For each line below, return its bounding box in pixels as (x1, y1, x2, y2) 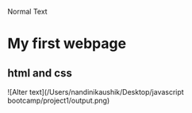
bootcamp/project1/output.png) (7, 95, 110, 105)
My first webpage (7, 35, 127, 53)
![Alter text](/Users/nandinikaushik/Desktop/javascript (7, 88, 184, 96)
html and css (7, 66, 72, 80)
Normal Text (7, 7, 48, 16)
